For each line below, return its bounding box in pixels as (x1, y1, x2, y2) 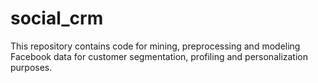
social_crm (10, 7, 104, 30)
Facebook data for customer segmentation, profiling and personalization (10, 50, 308, 62)
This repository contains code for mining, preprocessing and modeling (10, 40, 301, 52)
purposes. (10, 61, 53, 73)
